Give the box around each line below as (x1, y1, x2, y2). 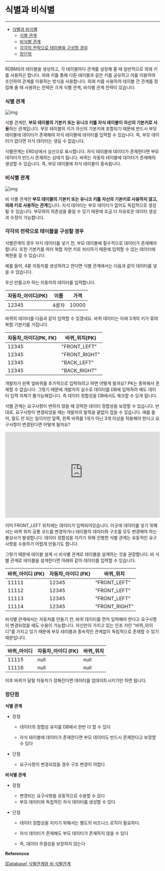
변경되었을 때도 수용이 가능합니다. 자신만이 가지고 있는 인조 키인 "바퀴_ (10, 622, 145, 628)
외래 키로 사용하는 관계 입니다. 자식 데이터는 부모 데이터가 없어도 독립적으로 (5, 202, 147, 208)
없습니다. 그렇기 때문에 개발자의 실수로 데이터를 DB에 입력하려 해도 (19, 386, 147, 392)
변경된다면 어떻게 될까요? (22, 421, 71, 427)
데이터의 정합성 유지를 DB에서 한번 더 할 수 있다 (19, 724, 111, 730)
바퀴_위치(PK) (65, 334, 97, 341)
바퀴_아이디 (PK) (7, 570, 45, 577)
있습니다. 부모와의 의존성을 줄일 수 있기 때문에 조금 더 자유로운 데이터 (15, 208, 148, 214)
